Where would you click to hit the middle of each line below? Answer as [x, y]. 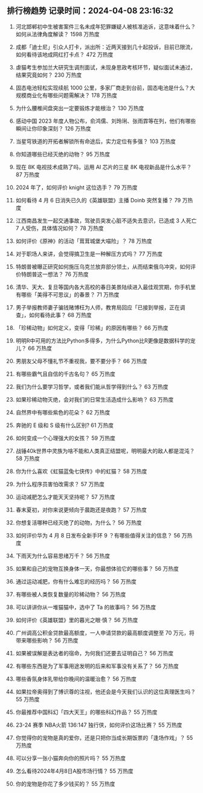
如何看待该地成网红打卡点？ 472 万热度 [64, 54]
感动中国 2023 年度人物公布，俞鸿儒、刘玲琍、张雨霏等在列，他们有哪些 [106, 121]
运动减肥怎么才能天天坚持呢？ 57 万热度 [65, 496]
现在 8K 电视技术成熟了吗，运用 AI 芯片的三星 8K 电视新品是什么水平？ [104, 167]
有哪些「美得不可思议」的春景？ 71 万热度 [67, 294]
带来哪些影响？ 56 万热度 [47, 640]
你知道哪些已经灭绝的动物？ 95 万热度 [63, 154]
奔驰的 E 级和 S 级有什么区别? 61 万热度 [65, 425]
